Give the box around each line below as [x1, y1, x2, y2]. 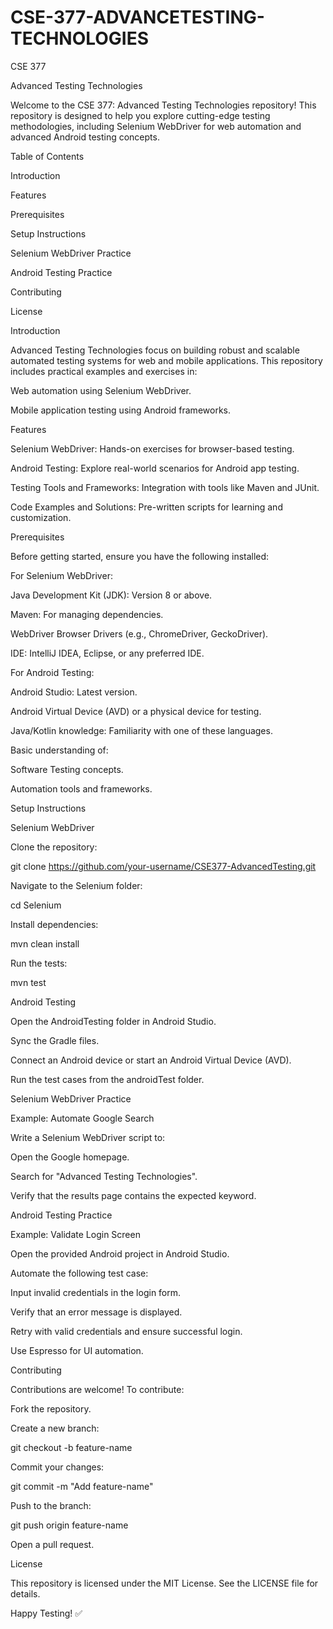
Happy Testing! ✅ [10, 1607, 83, 1619]
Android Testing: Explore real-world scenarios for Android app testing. [10, 462, 300, 474]
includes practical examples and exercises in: [10, 365, 198, 377]
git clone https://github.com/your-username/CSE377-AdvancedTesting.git [10, 860, 317, 872]
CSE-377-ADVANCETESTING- [10, 6, 265, 29]
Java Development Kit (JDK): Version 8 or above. [10, 589, 213, 601]
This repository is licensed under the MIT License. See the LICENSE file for [10, 1577, 319, 1589]
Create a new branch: [10, 1422, 100, 1434]
